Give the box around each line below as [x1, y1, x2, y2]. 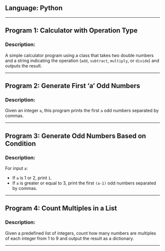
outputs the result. [5, 63, 42, 68]
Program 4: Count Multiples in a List [5, 204, 117, 213]
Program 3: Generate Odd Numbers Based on [5, 131, 146, 140]
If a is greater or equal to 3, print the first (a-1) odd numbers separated [12, 180, 156, 186]
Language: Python [5, 4, 63, 12]
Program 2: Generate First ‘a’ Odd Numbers [5, 81, 140, 90]
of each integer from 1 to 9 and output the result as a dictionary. [5, 235, 134, 241]
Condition [5, 139, 36, 148]
